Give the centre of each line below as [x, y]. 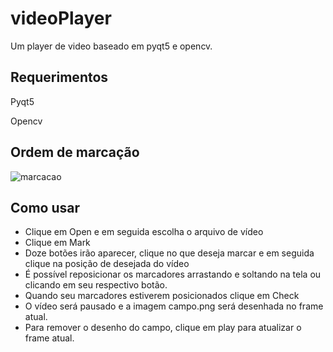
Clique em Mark [57, 243]
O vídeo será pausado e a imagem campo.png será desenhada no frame [174, 306]
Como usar [45, 207]
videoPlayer [61, 18]
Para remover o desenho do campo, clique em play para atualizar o [163, 328]
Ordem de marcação [75, 152]
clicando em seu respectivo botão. [96, 285]
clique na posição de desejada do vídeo [107, 264]
